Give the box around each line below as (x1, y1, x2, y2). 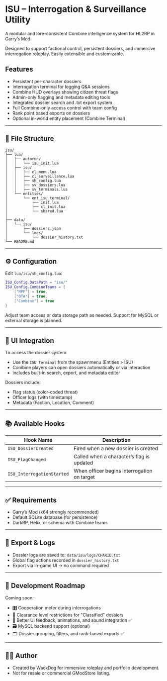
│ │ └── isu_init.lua (5, 161, 59, 166)
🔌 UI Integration (5, 337, 55, 345)
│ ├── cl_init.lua (5, 204, 66, 209)
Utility (5, 14, 31, 25)
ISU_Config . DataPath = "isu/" (5, 280, 68, 285)
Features (5, 65, 33, 74)
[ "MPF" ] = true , (14, 290, 48, 294)
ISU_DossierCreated (7, 446, 54, 451)
